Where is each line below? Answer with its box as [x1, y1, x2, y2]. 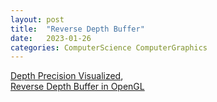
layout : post [10, 14, 65, 25]
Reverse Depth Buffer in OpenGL [10, 81, 145, 93]
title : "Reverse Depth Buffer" [10, 24, 145, 34]
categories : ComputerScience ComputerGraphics [10, 42, 208, 53]
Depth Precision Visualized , [10, 70, 124, 82]
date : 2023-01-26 [10, 33, 92, 43]
